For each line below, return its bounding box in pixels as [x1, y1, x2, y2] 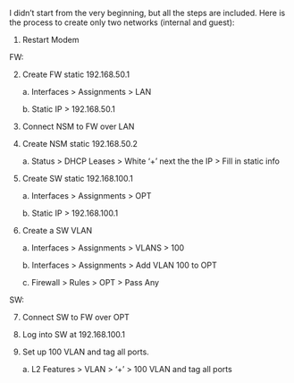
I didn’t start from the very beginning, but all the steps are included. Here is [9, 8, 286, 18]
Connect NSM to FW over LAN [21, 121, 135, 132]
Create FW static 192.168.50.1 [21, 69, 130, 80]
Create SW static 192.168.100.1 [21, 174, 134, 183]
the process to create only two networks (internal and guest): [9, 17, 235, 28]
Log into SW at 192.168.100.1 [21, 329, 125, 339]
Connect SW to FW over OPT [21, 312, 130, 322]
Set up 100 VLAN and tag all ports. [21, 346, 149, 357]
